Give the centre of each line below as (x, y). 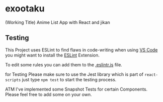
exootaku (25, 9)
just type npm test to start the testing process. (69, 79)
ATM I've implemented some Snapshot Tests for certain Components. (76, 89)
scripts (13, 80)
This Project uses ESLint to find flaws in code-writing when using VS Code (81, 50)
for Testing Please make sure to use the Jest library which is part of (74, 74)
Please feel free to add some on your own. (48, 94)
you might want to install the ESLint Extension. (52, 55)
